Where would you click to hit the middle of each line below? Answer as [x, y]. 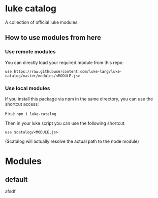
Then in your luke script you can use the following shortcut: [65, 123]
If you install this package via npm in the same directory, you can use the [79, 99]
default [16, 180]
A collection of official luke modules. [42, 22]
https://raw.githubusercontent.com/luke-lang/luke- [68, 71]
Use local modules [28, 88]
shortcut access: [22, 104]
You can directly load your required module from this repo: [64, 63]
